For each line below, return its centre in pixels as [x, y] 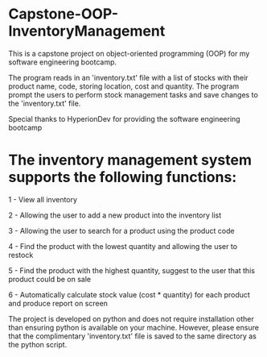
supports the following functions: [123, 177]
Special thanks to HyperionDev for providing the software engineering [124, 118]
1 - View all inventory [43, 199]
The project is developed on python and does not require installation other [131, 318]
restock [21, 255]
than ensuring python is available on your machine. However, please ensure [134, 327]
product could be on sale [50, 279]
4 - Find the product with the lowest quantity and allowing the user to [123, 246]
